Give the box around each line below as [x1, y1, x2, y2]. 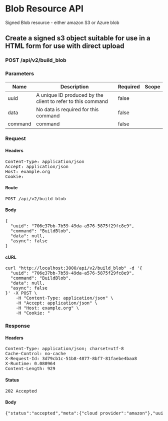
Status [5, 377, 19, 383]
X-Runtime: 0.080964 [5, 361, 56, 367]
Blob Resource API [5, 3, 83, 14]
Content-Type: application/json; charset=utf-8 [5, 346, 124, 352]
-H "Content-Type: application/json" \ [15, 295, 113, 301]
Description [60, 83, 89, 90]
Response [5, 323, 30, 330]
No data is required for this [36, 106, 99, 113]
